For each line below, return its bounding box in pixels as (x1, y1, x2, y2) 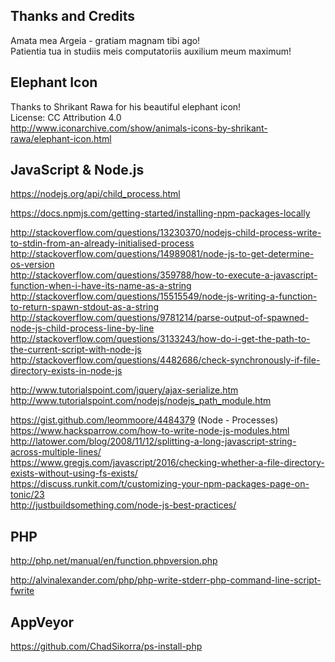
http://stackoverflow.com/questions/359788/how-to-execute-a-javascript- (10, 269, 318, 281)
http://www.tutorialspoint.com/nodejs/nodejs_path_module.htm (10, 395, 272, 407)
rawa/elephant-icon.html (10, 132, 112, 144)
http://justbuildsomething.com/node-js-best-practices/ (10, 499, 237, 511)
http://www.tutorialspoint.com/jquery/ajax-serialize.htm (10, 384, 239, 396)
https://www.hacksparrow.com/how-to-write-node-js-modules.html (10, 425, 290, 437)
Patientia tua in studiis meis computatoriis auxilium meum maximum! (10, 45, 292, 57)
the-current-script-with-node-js (10, 344, 142, 356)
